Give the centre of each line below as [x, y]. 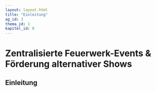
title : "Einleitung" [27, 15]
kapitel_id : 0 [20, 29]
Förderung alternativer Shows [69, 64]
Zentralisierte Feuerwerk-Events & [78, 54]
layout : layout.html [27, 10]
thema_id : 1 [17, 24]
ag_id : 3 [14, 19]
